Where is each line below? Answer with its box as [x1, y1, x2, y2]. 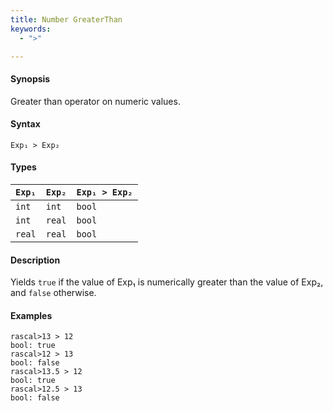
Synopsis [10, 72, 51, 85]
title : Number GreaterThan [10, 14, 123, 25]
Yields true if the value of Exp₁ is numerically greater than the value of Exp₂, [10, 276, 324, 288]
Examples [10, 309, 53, 321]
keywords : [10, 24, 52, 34]
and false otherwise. [10, 287, 97, 299]
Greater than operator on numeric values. [10, 95, 181, 107]
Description [10, 254, 61, 266]
